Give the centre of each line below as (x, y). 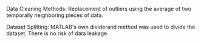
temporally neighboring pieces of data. (55, 15)
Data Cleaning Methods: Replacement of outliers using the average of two (99, 9)
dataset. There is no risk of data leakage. (58, 33)
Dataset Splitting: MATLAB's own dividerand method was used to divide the (101, 27)
